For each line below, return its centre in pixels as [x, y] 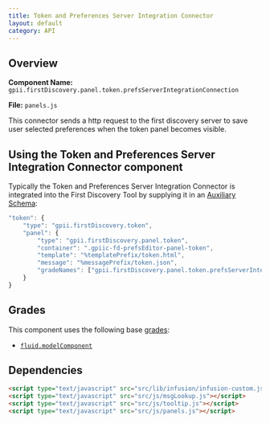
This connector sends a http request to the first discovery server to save [128, 120]
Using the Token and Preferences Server [112, 155]
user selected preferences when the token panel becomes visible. [117, 129]
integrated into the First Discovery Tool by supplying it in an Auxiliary [122, 195]
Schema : [23, 203]
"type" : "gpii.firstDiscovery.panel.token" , [113, 240]
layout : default [35, 23]
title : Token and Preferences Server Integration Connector [111, 16]
